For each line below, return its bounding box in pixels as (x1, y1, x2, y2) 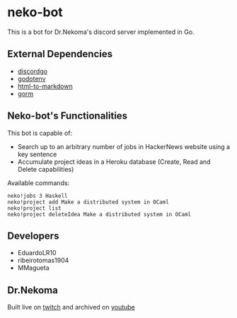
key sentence (17, 150, 57, 158)
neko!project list (7, 204, 62, 212)
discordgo (17, 66, 48, 75)
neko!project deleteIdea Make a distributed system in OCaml (7, 211, 192, 218)
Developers (7, 230, 59, 242)
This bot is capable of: (7, 129, 73, 137)
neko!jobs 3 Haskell (7, 192, 69, 199)
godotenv (17, 74, 46, 83)
